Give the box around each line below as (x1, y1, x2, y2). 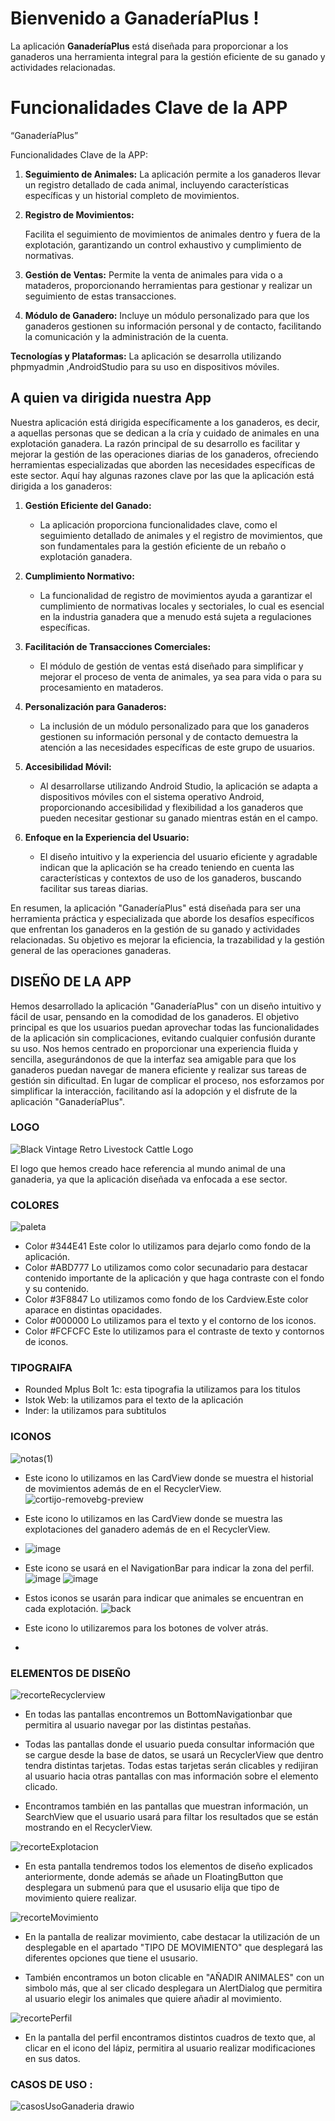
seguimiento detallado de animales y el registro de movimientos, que (39, 529, 323, 541)
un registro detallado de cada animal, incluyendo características (24, 178, 290, 191)
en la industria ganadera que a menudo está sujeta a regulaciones (39, 610, 312, 622)
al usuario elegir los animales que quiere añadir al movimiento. (24, 1992, 282, 2004)
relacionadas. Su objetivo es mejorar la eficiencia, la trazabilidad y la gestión (10, 933, 325, 946)
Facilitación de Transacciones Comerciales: (24, 640, 212, 652)
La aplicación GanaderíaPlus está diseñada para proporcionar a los (10, 40, 289, 52)
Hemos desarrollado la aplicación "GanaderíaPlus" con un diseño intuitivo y (10, 1000, 322, 1012)
